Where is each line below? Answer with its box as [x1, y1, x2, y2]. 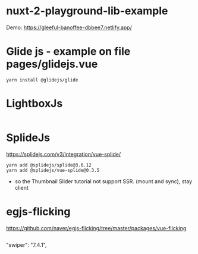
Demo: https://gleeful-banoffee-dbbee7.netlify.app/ [6, 24, 132, 31]
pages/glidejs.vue [6, 58, 98, 71]
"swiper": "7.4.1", [6, 241, 47, 248]
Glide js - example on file [6, 45, 131, 58]
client [14, 184, 29, 191]
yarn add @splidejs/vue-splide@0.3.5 [6, 167, 100, 173]
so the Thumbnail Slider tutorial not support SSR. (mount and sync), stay [14, 177, 192, 185]
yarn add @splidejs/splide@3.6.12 [6, 162, 92, 168]
